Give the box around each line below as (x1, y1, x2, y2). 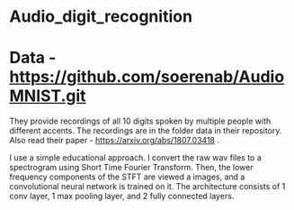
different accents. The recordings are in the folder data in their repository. (9, 125, 282, 136)
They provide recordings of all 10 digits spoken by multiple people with (9, 115, 272, 127)
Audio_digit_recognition (9, 6, 193, 27)
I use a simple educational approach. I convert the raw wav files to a (9, 152, 263, 163)
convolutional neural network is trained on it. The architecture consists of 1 (9, 181, 286, 192)
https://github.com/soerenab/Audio (9, 67, 285, 87)
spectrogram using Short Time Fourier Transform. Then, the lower (9, 162, 254, 173)
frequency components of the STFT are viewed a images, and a (9, 171, 245, 182)
